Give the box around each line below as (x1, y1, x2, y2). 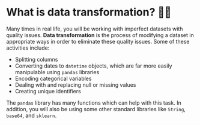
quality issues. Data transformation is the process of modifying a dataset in (6, 31, 194, 38)
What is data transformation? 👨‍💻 (6, 5, 172, 19)
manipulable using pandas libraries (14, 68, 100, 75)
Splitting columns (14, 56, 58, 63)
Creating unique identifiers (14, 87, 81, 94)
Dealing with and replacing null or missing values (14, 81, 136, 89)
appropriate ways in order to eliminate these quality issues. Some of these (6, 38, 190, 45)
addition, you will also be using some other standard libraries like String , (6, 105, 186, 112)
